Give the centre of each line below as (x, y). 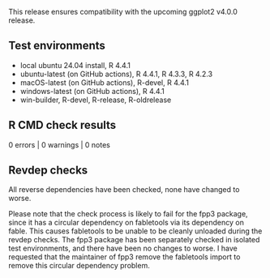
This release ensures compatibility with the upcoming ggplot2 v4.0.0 (123, 12)
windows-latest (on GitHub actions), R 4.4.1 (92, 91)
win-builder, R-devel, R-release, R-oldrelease (96, 100)
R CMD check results (62, 125)
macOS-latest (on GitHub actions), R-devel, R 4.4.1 (104, 82)
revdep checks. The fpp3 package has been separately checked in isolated (134, 240)
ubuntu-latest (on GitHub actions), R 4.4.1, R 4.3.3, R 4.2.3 (116, 74)
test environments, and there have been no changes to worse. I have (123, 248)
